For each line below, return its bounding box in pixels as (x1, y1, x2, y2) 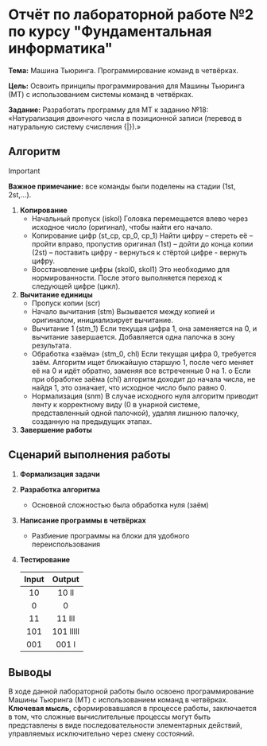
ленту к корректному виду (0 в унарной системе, (31, 399, 200, 409)
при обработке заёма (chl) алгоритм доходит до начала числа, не (31, 374, 256, 383)
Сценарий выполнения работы (8, 448, 171, 462)
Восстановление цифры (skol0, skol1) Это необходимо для (31, 264, 230, 274)
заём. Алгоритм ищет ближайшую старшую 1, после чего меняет (31, 357, 254, 367)
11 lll (56, 612, 75, 624)
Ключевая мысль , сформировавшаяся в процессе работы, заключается (8, 704, 257, 713)
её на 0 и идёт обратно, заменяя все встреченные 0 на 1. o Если (31, 366, 252, 375)
